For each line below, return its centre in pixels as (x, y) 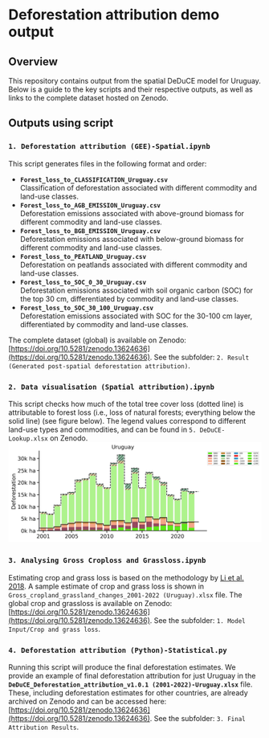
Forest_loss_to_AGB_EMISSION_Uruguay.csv (90, 205)
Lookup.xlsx (28, 439)
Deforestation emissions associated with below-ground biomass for (132, 239)
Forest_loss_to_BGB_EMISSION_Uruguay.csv (90, 231)
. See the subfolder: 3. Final (198, 718)
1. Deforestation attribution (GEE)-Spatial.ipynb (109, 147)
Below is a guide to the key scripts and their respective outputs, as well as (130, 89)
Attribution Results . (44, 727)
